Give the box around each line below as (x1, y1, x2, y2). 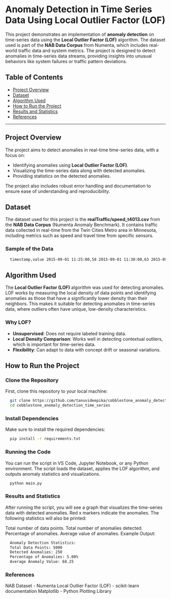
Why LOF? (5, 319, 32, 326)
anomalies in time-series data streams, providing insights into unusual (5, 52, 152, 59)
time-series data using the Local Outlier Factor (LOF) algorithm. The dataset (5, 37, 165, 43)
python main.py (10, 480, 42, 486)
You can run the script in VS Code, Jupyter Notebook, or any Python (5, 460, 149, 466)
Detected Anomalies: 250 (10, 550, 63, 555)
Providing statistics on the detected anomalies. (12, 173, 111, 179)
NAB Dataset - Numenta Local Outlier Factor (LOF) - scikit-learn (5, 583, 139, 589)
